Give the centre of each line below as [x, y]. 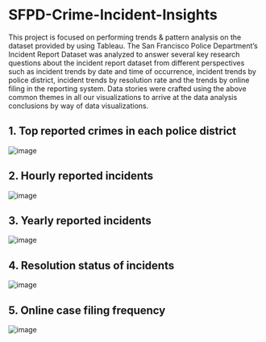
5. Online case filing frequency [87, 310]
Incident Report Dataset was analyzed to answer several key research [124, 54]
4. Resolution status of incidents [91, 265]
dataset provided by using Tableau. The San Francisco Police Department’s [133, 45]
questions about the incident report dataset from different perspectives [127, 63]
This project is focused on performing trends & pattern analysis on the [125, 37]
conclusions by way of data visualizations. [79, 106]
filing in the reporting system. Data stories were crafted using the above [128, 88]
